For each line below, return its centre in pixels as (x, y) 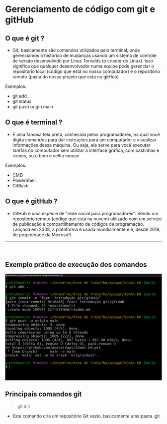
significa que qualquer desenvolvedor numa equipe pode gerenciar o (83, 66)
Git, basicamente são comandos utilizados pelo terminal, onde (76, 50)
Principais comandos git (43, 394)
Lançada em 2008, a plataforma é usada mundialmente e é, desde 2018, (86, 229)
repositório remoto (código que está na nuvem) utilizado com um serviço (87, 219)
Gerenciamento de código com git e (80, 9)
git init (24, 406)
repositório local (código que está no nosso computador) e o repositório (86, 71)
